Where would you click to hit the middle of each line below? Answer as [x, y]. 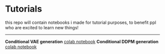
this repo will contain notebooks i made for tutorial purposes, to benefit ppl [81, 22]
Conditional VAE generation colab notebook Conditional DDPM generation [82, 41]
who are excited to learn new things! [42, 27]
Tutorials [24, 9]
